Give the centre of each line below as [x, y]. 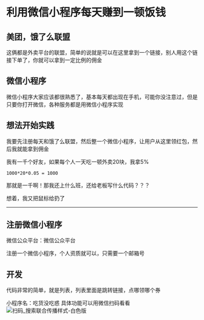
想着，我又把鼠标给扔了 [36, 198]
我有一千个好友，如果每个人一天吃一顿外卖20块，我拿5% [78, 162]
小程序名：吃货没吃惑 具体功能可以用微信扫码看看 [68, 303]
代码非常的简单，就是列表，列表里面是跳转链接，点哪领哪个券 [83, 290]
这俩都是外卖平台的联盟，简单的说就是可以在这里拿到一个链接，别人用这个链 [102, 53]
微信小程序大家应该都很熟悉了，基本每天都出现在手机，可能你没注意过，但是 [102, 97]
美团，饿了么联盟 [38, 37]
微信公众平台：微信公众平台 [41, 240]
